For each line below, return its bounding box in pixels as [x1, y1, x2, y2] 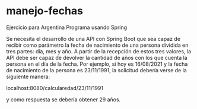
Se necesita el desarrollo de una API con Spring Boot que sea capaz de [6, 35, 181, 42]
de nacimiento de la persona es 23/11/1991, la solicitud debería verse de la [6, 66, 187, 73]
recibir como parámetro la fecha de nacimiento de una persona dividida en [6, 41, 189, 49]
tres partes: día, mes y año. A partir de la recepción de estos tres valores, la [6, 47, 192, 54]
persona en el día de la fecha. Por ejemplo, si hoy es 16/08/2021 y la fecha [6, 60, 188, 68]
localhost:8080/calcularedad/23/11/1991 [6, 84, 104, 91]
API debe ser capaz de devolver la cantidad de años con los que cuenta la [6, 54, 188, 61]
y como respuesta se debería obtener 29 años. [6, 96, 121, 103]
